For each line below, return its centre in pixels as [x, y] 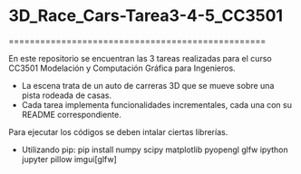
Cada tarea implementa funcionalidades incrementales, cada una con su [156, 104]
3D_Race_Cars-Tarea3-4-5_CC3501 [146, 16]
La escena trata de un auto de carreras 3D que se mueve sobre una [148, 85]
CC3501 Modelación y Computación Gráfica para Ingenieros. [122, 68]
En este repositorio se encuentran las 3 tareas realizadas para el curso [141, 58]
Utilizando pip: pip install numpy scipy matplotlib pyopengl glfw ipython [155, 150]
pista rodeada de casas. [67, 95]
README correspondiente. [71, 114]
